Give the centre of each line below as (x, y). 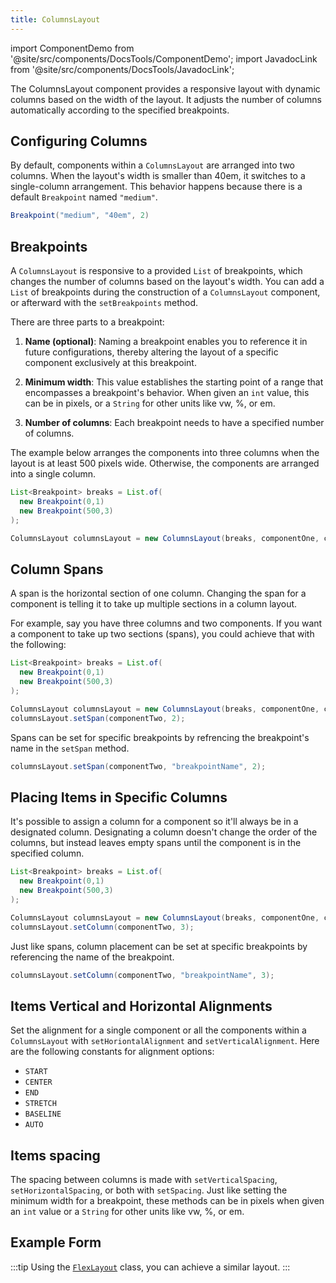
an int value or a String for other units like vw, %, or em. (127, 1211)
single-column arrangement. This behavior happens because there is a (156, 187)
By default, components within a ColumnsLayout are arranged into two (153, 165)
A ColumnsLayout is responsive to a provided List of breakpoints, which (156, 271)
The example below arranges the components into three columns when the (165, 453)
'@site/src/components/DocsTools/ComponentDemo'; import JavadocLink (164, 58)
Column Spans (57, 569)
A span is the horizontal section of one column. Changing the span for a (158, 593)
